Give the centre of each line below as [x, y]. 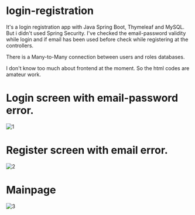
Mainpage [31, 190]
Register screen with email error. [87, 150]
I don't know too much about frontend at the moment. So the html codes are [98, 68]
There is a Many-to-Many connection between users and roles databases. [95, 57]
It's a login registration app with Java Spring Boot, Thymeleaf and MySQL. [95, 27]
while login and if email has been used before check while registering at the [97, 39]
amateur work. [23, 74]
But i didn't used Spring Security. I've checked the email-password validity [96, 33]
